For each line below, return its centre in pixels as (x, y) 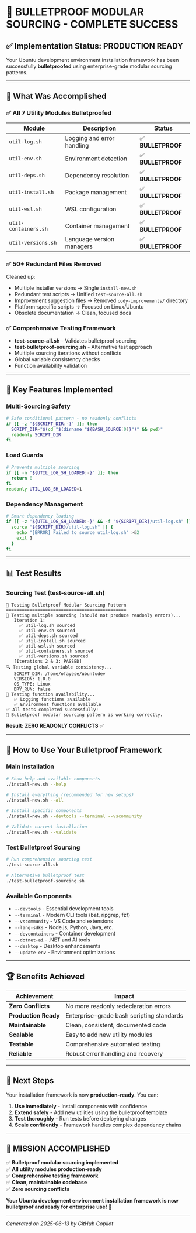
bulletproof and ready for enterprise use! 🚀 (59, 1207)
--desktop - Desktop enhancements (57, 946)
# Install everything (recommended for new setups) (70, 795)
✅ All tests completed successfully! (52, 710)
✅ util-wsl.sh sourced (47, 646)
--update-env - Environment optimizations (65, 952)
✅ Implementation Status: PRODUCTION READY (95, 46)
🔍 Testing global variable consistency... (59, 667)
